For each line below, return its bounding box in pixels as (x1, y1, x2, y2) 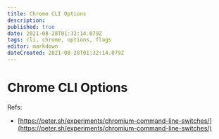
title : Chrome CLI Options (7, 10, 87, 18)
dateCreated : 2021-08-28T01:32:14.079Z (7, 50, 125, 57)
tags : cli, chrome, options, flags (7, 37, 112, 44)
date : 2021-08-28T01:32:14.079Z (7, 29, 102, 37)
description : (7, 17, 46, 24)
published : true (7, 23, 55, 30)
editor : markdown (7, 43, 58, 50)
